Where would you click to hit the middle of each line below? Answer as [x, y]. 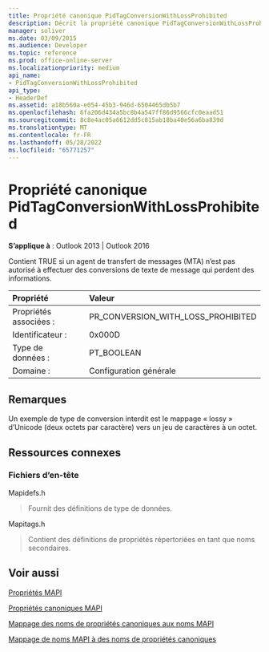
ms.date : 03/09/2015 [43, 38]
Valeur [102, 298]
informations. [30, 278]
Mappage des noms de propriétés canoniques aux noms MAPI [111, 623]
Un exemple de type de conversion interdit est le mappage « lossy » [120, 419]
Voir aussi [34, 573]
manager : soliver [37, 30]
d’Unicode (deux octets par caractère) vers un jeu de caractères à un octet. [133, 427]
